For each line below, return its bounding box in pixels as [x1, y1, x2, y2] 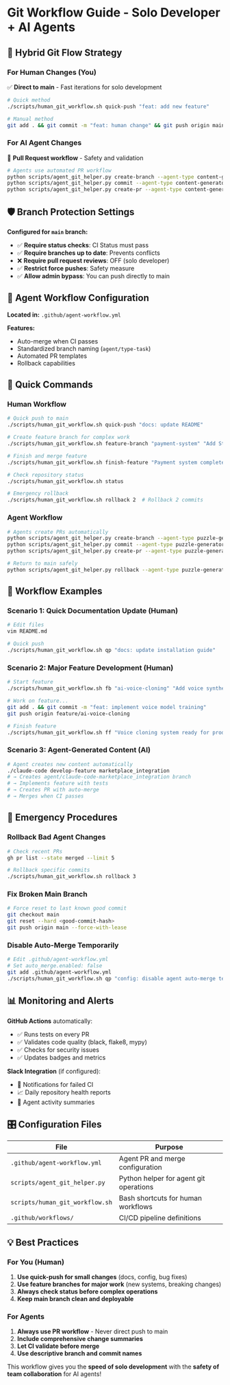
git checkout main [7, 912, 60, 919]
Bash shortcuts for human [118, 1193, 203, 1203]
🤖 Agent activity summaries [16, 1098, 95, 1106]
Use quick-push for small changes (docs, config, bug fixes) [16, 1273, 188, 1281]
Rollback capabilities [16, 359, 75, 367]
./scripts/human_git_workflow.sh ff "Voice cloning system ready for [7, 729, 210, 736]
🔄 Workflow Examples [7, 585, 103, 597]
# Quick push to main [7, 415, 69, 422]
